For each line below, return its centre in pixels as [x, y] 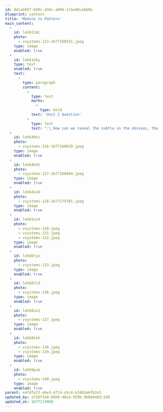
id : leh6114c [27, 32]
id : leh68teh [27, 338]
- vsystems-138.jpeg [39, 347]
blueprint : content [25, 14]
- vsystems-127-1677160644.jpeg [51, 174]
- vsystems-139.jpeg [39, 352]
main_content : [20, 23]
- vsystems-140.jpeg [39, 379]
